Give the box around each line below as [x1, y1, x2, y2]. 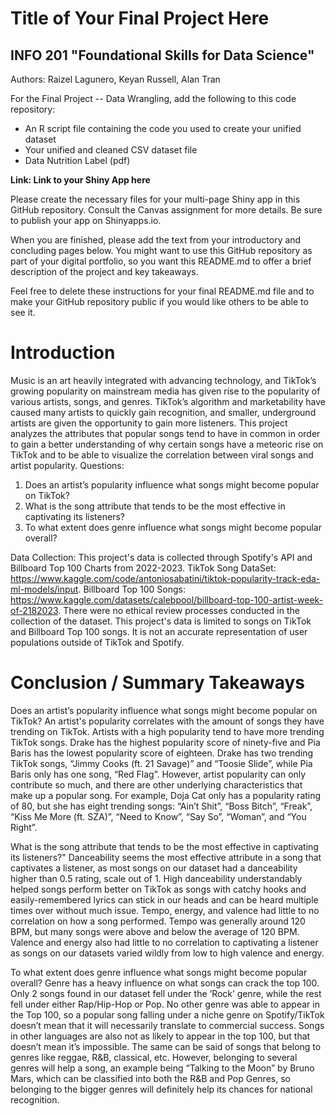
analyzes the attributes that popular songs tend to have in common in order [10, 427, 321, 439]
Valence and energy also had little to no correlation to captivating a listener [10, 936, 319, 948]
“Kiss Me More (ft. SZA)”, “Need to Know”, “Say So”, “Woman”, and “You [10, 810, 307, 822]
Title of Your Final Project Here [10, 7, 270, 30]
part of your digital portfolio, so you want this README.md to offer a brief [10, 255, 312, 267]
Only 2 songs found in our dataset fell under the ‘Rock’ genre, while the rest [10, 987, 322, 999]
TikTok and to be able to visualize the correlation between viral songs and [10, 448, 314, 461]
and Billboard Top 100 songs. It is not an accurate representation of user [10, 625, 308, 637]
